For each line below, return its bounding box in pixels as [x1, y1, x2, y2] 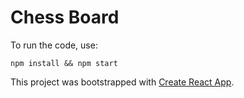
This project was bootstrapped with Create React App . [10, 76, 235, 88]
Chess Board [10, 6, 120, 29]
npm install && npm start [10, 58, 118, 68]
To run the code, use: [10, 39, 98, 51]
